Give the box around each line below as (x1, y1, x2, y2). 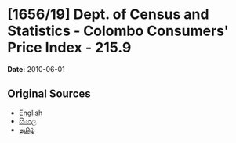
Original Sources (7, 88, 91, 101)
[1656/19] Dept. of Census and (7, 5, 209, 23)
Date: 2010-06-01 (7, 64, 66, 73)
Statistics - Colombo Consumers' (7, 22, 229, 40)
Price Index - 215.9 (7, 39, 132, 56)
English (18, 108, 43, 117)
